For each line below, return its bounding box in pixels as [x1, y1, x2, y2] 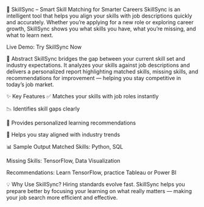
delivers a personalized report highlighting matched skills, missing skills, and [6, 68, 199, 75]
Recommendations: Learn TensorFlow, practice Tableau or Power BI [6, 169, 177, 176]
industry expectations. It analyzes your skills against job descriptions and [6, 61, 190, 69]
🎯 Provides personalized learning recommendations [6, 119, 136, 126]
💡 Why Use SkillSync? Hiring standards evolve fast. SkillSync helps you [6, 181, 185, 188]
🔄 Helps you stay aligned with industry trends [6, 131, 121, 138]
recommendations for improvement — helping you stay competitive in [6, 75, 181, 81]
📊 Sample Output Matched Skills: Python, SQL [6, 143, 124, 150]
